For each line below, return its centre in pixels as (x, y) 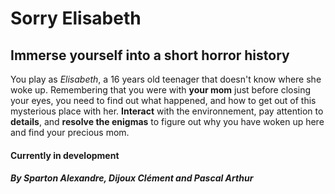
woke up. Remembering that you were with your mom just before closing (161, 90)
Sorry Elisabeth (76, 18)
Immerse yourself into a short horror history (150, 55)
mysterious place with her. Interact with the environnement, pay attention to (167, 111)
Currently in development (65, 155)
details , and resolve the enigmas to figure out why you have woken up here (167, 121)
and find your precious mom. (70, 132)
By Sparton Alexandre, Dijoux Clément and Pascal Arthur (132, 178)
